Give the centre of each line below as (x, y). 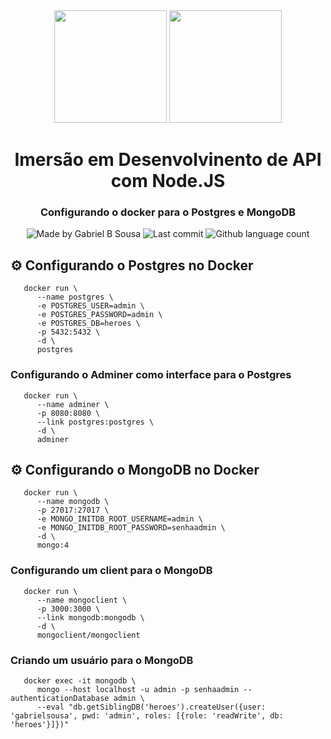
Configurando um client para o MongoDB (111, 571)
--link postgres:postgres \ (95, 422)
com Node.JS (168, 181)
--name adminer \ (73, 404)
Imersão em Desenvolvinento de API (168, 160)
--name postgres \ (75, 297)
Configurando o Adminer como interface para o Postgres (151, 375)
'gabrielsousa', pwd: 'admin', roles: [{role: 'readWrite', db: (147, 716)
